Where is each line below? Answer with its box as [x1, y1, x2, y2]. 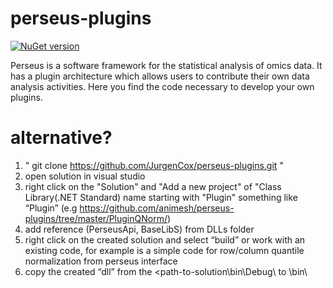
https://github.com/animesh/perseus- [79, 202, 235, 214]
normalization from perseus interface [24, 255, 178, 267]
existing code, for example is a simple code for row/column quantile [24, 244, 305, 256]
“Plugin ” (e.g [24, 202, 78, 214]
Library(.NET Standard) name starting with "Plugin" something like [24, 191, 298, 203]
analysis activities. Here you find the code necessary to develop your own [10, 80, 315, 92]
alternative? [10, 127, 113, 149]
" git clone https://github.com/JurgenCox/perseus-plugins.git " [24, 159, 284, 171]
